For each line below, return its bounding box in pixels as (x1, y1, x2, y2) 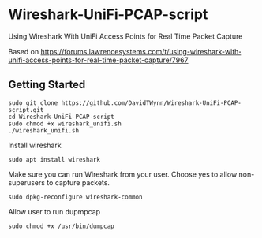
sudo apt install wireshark (8, 155, 101, 163)
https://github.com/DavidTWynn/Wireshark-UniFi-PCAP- (61, 99, 242, 107)
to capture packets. (47, 177, 110, 187)
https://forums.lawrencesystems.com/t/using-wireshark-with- (40, 46, 242, 56)
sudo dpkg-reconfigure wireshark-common (8, 193, 144, 201)
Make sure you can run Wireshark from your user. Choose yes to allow (8, 169, 238, 179)
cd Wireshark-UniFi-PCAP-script (8, 113, 114, 121)
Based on (8, 46, 39, 56)
